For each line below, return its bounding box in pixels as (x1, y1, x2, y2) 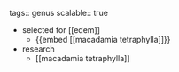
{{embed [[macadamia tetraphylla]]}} (35, 35, 171, 44)
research (21, 44, 55, 54)
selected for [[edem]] (21, 25, 100, 35)
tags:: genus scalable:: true (9, 8, 109, 18)
